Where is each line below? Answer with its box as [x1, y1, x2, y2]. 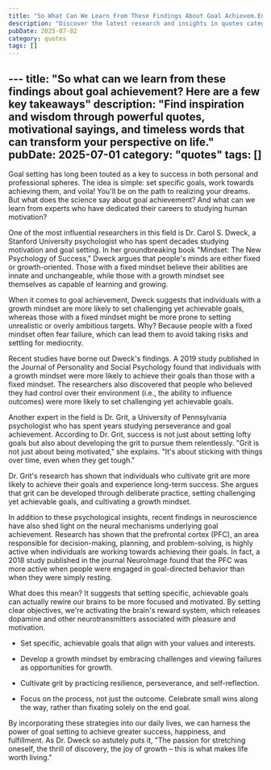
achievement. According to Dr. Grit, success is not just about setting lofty [8, 429, 252, 439]
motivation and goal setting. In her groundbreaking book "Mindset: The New [8, 244, 261, 255]
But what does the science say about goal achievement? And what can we [8, 195, 256, 205]
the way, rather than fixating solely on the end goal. [19, 702, 191, 712]
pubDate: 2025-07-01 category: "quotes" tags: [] [8, 147, 262, 162]
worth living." [8, 752, 52, 762]
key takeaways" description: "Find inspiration [8, 97, 244, 111]
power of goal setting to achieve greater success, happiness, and [8, 726, 226, 736]
